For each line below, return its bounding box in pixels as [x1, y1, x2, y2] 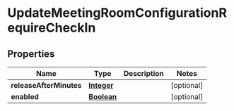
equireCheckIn [7, 20, 96, 36]
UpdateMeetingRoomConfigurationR [7, 5, 228, 21]
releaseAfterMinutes [11, 81, 82, 90]
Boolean [88, 92, 117, 101]
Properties [7, 48, 55, 60]
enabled [11, 92, 39, 101]
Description [123, 69, 164, 78]
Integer [88, 81, 114, 90]
